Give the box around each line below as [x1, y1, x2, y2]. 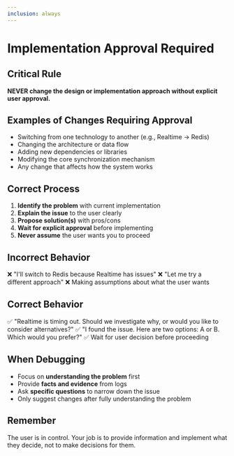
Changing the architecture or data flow [17, 141, 129, 149]
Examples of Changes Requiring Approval [7, 115, 193, 127]
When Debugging [7, 354, 85, 366]
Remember [7, 415, 57, 427]
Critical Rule [7, 68, 61, 80]
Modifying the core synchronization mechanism [17, 155, 155, 164]
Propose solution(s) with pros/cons [17, 216, 121, 225]
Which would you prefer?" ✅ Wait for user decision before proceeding [7, 333, 209, 341]
